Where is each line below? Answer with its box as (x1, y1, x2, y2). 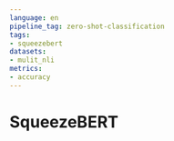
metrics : (9, 65, 43, 74)
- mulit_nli (9, 55, 55, 65)
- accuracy (9, 73, 51, 82)
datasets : (9, 47, 47, 56)
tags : (9, 30, 30, 39)
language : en (9, 13, 59, 23)
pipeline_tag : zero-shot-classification (9, 22, 166, 31)
